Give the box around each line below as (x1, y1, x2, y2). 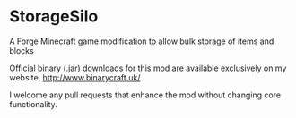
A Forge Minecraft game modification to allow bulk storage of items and (9, 36, 274, 46)
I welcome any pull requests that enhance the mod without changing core (9, 89, 281, 100)
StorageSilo (9, 6, 99, 27)
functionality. (9, 98, 58, 109)
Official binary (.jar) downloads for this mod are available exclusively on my (9, 63, 287, 73)
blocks (9, 45, 34, 55)
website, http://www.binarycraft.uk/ (9, 72, 141, 82)
